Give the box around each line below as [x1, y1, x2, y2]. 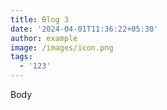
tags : [10, 52, 33, 62]
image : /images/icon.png [10, 42, 114, 53]
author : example [10, 33, 78, 43]
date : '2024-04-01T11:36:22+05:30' [10, 24, 159, 34]
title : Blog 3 [10, 14, 70, 25]
